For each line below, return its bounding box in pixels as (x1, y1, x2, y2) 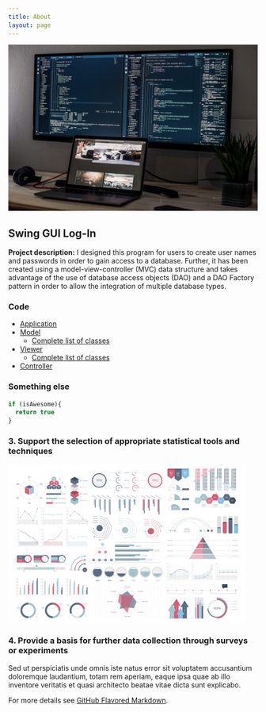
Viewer (19, 344, 44, 354)
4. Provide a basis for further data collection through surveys (8, 635, 248, 646)
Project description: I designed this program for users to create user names (8, 247, 256, 257)
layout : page (8, 21, 51, 29)
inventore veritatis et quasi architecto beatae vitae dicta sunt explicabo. (8, 679, 241, 690)
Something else (8, 381, 70, 392)
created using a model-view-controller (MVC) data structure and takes (8, 264, 238, 274)
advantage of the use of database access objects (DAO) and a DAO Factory (8, 272, 255, 282)
